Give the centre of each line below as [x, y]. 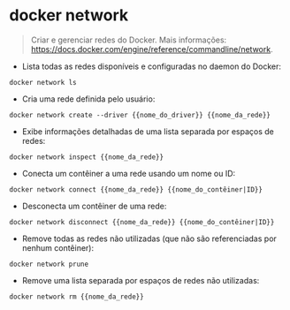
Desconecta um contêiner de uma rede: [94, 206]
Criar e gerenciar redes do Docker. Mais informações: [129, 40]
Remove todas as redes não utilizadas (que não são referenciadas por [149, 238]
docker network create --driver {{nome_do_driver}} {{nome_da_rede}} [140, 115]
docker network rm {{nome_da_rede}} [76, 297]
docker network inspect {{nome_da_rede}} [87, 157]
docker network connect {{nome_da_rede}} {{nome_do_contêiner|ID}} [136, 189]
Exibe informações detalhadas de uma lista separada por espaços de [148, 131]
